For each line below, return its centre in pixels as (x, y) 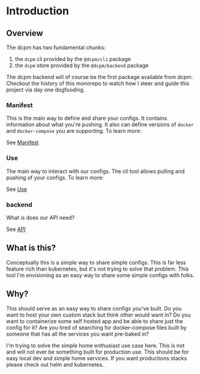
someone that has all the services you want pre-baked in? (78, 334)
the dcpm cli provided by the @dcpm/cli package (73, 59)
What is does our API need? (40, 217)
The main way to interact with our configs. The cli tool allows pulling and (96, 171)
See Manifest (22, 142)
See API (16, 229)
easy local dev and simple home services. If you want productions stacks (97, 358)
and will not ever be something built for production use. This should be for (98, 352)
